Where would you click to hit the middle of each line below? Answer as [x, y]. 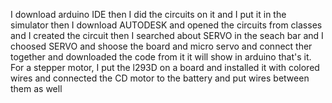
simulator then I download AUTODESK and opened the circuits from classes [166, 25]
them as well [36, 88]
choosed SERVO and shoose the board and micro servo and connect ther [161, 46]
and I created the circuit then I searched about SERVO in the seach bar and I [167, 35]
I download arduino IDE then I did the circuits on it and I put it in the [148, 14]
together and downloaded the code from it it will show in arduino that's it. [161, 57]
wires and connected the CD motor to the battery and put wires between [160, 78]
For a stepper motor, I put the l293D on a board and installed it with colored [165, 67]
